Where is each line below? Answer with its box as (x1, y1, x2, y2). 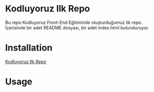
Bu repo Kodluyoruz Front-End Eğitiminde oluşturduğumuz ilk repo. (5, 19, 143, 25)
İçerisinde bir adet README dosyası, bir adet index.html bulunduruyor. (5, 24, 150, 30)
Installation (5, 42, 53, 54)
